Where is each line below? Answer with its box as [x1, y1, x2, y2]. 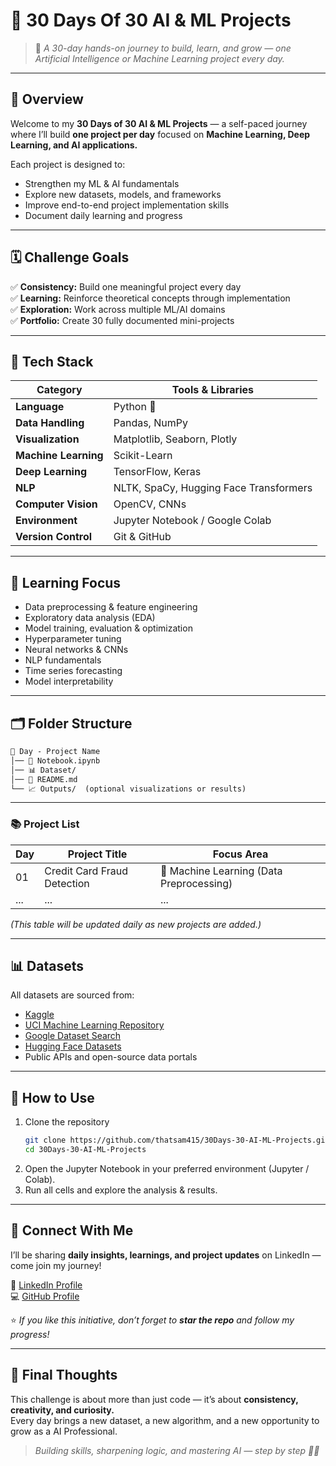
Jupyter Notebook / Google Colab [113, 514, 272, 528]
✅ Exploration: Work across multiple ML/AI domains [10, 303, 226, 315]
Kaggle [24, 1009, 55, 1021]
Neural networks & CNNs [24, 644, 129, 656]
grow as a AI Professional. [10, 1425, 118, 1437]
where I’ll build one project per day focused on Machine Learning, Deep [10, 128, 311, 140]
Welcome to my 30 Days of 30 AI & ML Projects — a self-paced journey [10, 117, 308, 129]
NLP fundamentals [24, 654, 102, 666]
